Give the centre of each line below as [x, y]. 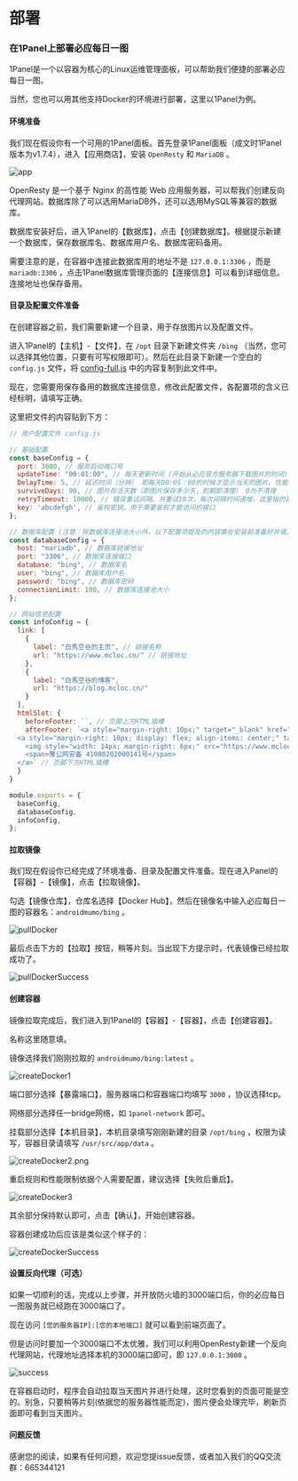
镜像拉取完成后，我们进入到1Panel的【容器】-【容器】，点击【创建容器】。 [143, 1020]
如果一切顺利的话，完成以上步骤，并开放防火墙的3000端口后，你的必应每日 [147, 1294]
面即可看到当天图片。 [48, 1413]
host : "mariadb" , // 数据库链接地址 [80, 548]
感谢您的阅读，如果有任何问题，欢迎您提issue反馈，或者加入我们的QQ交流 [145, 1457]
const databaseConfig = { [57, 540]
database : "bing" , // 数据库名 [72, 565]
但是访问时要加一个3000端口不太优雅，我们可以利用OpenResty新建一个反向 [148, 1343]
